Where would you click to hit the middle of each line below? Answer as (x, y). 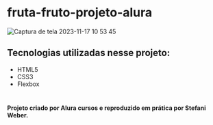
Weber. (18, 115)
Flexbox (28, 84)
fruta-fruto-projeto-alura (80, 13)
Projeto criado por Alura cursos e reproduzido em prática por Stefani (106, 108)
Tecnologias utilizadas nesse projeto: (89, 53)
